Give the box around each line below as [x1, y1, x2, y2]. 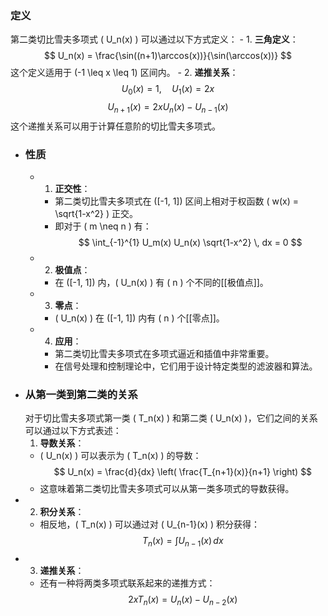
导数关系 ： [39, 437, 85, 449]
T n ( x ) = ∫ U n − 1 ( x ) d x [141, 535, 224, 549]
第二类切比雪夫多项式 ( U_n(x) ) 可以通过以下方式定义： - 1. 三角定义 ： [10, 33, 299, 46]
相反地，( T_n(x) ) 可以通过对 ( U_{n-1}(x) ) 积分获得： [39, 518, 261, 531]
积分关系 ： [39, 506, 85, 518]
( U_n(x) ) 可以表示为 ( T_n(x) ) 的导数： [39, 450, 202, 462]
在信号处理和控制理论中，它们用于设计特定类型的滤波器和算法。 [54, 360, 318, 372]
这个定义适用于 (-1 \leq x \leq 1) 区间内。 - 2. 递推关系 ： [10, 67, 239, 79]
